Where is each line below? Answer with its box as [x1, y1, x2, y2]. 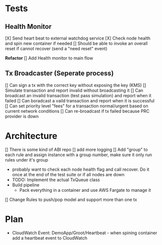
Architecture [5, 130, 57, 142]
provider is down [5, 113, 39, 119]
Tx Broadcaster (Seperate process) [5, 69, 114, 78]
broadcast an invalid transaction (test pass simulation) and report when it [5, 92, 152, 98]
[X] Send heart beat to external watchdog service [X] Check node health [5, 35, 151, 41]
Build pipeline [12, 182, 40, 188]
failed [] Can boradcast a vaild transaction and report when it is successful [5, 98, 155, 103]
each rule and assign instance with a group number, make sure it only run [5, 152, 152, 158]
